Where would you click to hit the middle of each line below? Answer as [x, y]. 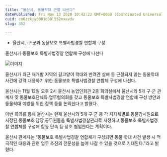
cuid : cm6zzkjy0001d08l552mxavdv [40, 19]
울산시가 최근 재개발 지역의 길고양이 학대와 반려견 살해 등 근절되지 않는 [73, 75]
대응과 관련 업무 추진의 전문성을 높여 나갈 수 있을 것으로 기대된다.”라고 [86, 143]
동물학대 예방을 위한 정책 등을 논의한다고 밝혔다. [52, 104]
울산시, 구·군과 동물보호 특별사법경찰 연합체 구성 [59, 43]
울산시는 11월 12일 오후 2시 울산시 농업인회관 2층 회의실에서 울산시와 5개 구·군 [81, 91]
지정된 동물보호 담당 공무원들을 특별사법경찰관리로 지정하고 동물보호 [71, 120]
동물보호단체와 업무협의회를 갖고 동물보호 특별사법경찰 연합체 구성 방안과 [90, 97]
